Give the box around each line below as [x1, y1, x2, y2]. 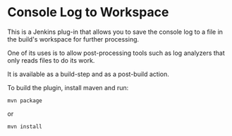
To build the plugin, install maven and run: [7, 83, 129, 92]
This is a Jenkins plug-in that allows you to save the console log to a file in [7, 27, 224, 36]
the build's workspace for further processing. [7, 35, 140, 43]
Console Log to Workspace [7, 4, 169, 20]
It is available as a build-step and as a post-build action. [7, 70, 169, 78]
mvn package [7, 97, 42, 104]
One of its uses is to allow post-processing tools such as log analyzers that [7, 49, 226, 57]
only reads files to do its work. [7, 56, 95, 64]
